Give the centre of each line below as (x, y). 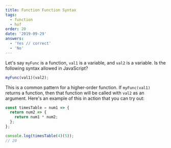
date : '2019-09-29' (26, 34)
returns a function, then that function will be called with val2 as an (75, 93)
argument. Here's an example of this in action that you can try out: (75, 98)
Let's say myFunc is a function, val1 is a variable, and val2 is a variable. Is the (86, 62)
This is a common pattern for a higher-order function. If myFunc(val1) (78, 87)
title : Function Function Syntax (41, 10)
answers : (15, 39)
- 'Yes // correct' (31, 44)
